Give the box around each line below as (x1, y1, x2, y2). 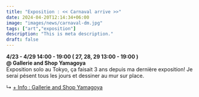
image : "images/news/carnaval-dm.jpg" (6, 20, 103, 26)
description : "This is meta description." (6, 31, 114, 37)
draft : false (6, 37, 39, 43)
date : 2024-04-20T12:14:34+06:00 (6, 14, 90, 20)
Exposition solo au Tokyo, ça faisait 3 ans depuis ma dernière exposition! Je (6, 66, 193, 72)
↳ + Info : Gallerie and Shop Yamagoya (6, 84, 103, 90)
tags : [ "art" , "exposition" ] (6, 25, 76, 32)
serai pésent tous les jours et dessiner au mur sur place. (6, 72, 145, 79)
